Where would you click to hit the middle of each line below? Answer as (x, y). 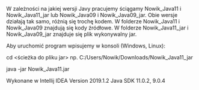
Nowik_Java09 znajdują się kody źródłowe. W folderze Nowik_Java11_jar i (97, 28)
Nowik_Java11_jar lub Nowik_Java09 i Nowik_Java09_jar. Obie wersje (92, 15)
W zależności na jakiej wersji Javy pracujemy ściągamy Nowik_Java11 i (94, 9)
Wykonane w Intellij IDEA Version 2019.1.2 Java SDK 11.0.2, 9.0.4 (86, 81)
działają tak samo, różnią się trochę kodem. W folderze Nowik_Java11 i (93, 21)
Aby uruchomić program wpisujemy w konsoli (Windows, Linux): (86, 46)
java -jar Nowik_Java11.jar (38, 69)
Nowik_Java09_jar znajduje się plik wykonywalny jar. (72, 34)
